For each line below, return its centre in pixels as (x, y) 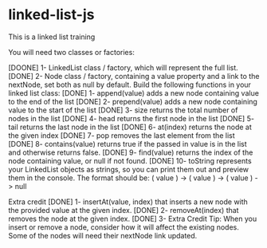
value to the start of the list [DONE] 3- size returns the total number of (123, 110)
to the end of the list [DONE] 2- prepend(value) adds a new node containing (133, 101)
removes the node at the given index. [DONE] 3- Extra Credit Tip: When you (133, 218)
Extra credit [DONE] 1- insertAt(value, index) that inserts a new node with (128, 202)
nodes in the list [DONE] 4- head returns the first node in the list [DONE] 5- (132, 118)
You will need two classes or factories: (72, 52)
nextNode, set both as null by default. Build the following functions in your (130, 85)
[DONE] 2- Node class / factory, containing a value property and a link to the (134, 76)
